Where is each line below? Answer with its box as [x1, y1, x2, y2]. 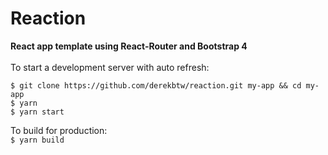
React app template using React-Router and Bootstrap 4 [10, 40, 248, 52]
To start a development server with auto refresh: [10, 61, 210, 73]
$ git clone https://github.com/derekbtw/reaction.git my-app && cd [10, 80, 302, 91]
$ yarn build [10, 135, 65, 145]
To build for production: [10, 124, 108, 136]
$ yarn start [10, 107, 65, 117]
